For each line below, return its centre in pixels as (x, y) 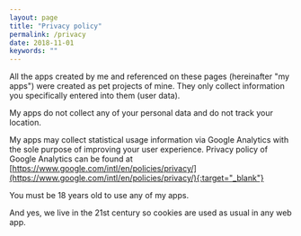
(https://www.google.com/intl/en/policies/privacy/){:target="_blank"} (137, 178)
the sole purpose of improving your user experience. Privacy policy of (138, 150)
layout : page (34, 17)
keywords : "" (34, 51)
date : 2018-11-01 (42, 43)
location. (26, 123)
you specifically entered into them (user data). (95, 96)
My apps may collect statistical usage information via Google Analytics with (149, 140)
